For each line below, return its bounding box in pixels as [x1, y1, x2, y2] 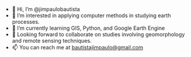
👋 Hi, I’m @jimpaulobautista [11, 6, 80, 12]
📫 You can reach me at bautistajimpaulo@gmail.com [11, 44, 144, 50]
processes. [11, 18, 40, 25]
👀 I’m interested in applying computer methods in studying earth [11, 12, 171, 19]
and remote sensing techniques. [11, 37, 92, 44]
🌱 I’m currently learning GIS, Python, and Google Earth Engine [11, 24, 165, 31]
